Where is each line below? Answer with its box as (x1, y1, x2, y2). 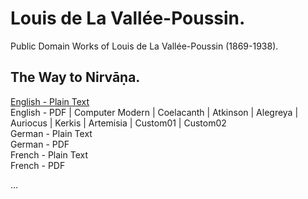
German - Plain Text (10, 127, 93, 139)
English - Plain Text (10, 95, 90, 107)
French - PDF (10, 159, 66, 171)
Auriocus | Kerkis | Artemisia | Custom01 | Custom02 (10, 117, 227, 129)
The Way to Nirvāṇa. (10, 69, 141, 86)
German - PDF (10, 138, 70, 150)
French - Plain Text (10, 148, 88, 161)
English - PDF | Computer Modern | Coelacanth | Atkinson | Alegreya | (10, 106, 299, 118)
